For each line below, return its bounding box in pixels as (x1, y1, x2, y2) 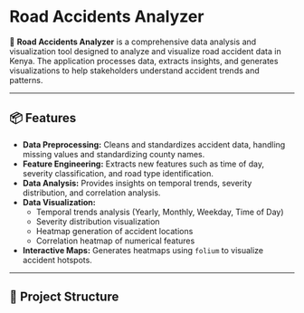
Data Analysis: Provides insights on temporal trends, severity (22, 177, 252, 188)
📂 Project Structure (9, 289, 119, 305)
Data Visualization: (22, 196, 97, 207)
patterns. (9, 74, 43, 85)
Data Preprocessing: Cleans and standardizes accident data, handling (22, 138, 286, 150)
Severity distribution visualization (35, 215, 160, 227)
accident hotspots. (22, 254, 92, 265)
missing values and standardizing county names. (22, 148, 205, 159)
